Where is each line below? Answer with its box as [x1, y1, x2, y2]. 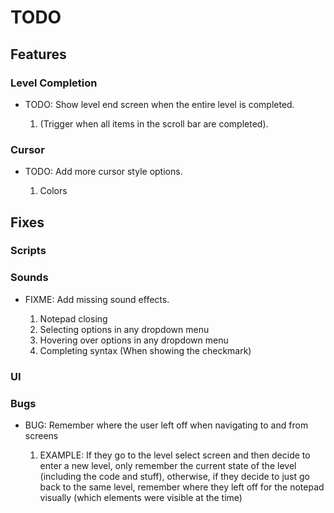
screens [24, 430, 59, 441]
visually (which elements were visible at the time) [39, 492, 243, 503]
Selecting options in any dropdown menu [39, 323, 210, 335]
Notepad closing [39, 312, 108, 325]
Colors [39, 185, 68, 197]
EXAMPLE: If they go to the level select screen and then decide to [39, 449, 311, 461]
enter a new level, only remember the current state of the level [39, 460, 297, 471]
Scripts [10, 244, 47, 258]
